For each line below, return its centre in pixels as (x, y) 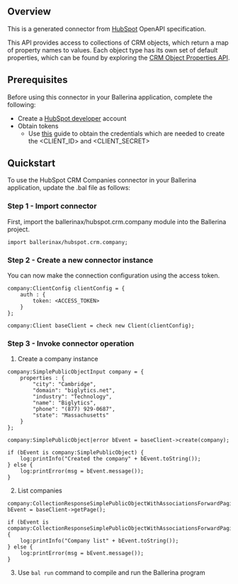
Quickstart (32, 164)
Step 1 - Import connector (52, 206)
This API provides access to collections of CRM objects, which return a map (118, 43)
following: (22, 104)
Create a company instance (58, 359)
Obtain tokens (38, 126)
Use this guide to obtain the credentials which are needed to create (126, 133)
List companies (40, 491)
